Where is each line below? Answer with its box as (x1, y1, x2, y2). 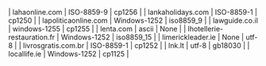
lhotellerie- (187, 24, 224, 33)
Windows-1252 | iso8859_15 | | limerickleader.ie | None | (60, 32, 245, 42)
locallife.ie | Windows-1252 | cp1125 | (8, 49, 129, 58)
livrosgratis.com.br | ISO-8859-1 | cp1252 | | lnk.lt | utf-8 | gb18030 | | (22, 41, 250, 50)
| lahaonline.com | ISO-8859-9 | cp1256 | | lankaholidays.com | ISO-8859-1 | (8, 8, 258, 16)
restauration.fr (8, 32, 56, 42)
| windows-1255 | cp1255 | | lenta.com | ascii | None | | (8, 24, 187, 33)
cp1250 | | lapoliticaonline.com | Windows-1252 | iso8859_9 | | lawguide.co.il (8, 16, 258, 25)
